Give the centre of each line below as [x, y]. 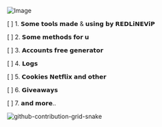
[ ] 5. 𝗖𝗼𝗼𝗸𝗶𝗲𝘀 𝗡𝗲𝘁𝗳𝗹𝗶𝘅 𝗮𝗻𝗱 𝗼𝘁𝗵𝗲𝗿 [57, 76]
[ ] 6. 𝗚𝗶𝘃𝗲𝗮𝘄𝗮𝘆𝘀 [32, 90]
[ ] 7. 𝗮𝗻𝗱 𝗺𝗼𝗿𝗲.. [32, 103]
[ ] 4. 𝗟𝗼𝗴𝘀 [23, 63]
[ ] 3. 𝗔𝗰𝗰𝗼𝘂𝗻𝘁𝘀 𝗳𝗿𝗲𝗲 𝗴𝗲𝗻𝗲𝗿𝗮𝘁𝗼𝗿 [55, 50]
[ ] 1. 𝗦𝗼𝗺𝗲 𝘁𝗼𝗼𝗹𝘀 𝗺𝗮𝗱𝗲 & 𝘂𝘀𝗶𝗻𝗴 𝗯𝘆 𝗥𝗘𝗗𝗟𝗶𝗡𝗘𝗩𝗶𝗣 [81, 24]
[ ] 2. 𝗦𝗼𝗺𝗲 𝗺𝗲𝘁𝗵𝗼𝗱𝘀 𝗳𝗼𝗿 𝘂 [48, 37]
